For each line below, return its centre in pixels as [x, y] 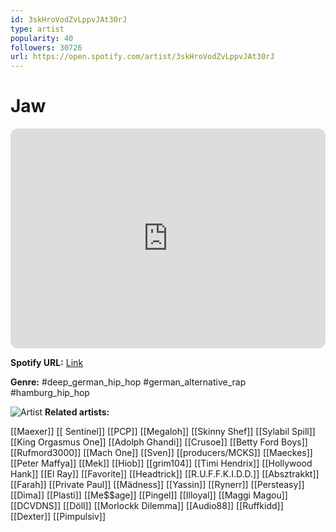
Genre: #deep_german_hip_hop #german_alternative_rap [128, 382]
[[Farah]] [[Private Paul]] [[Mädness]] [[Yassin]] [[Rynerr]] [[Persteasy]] [157, 485]
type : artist [37, 29]
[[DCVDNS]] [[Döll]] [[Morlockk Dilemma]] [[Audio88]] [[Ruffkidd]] [147, 506]
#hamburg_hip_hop [50, 393]
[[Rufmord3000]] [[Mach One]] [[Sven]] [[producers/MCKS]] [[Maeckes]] [161, 453]
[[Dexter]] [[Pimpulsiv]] [58, 517]
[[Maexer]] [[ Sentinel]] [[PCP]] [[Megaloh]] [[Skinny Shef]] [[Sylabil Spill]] [163, 432]
